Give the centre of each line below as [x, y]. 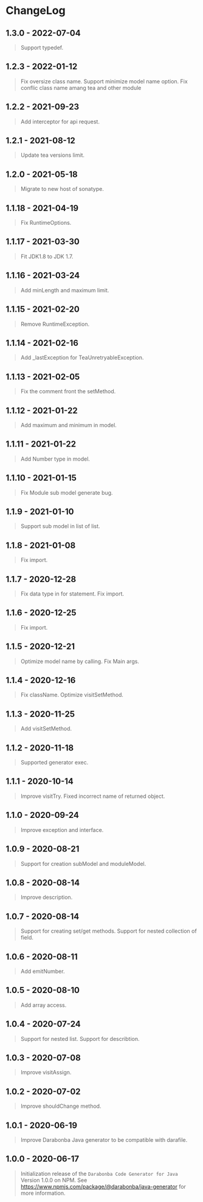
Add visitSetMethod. [46, 729]
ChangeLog [36, 11]
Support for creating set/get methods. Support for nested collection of [108, 931]
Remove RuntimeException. [55, 324]
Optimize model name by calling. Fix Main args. [80, 661]
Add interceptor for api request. [60, 122]
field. [27, 938]
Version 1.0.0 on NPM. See [54, 1180]
